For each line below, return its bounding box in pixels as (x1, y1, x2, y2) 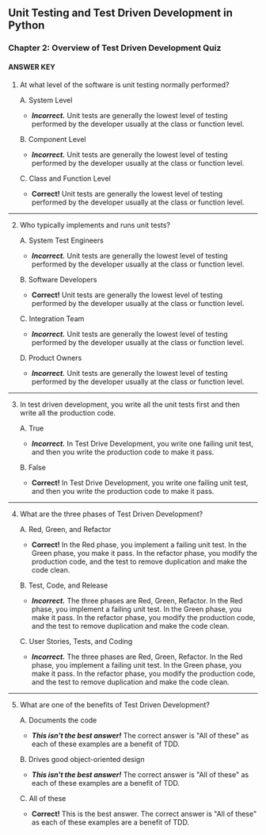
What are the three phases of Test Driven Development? (19, 509, 203, 519)
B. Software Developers (19, 274, 97, 284)
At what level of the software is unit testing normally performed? (19, 79, 230, 90)
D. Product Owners (19, 353, 82, 362)
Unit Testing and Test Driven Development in (8, 6, 234, 20)
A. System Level (19, 95, 73, 105)
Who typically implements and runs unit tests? (19, 220, 171, 229)
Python (8, 19, 45, 33)
